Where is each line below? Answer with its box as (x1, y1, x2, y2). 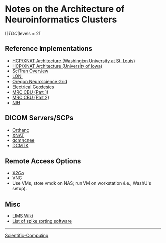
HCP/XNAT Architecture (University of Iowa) (12, 63, 103, 69)
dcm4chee (12, 137, 35, 143)
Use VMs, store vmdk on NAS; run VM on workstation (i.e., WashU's (12, 180, 152, 186)
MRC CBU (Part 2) (12, 94, 49, 100)
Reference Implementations (5, 44, 93, 53)
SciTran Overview (12, 68, 49, 74)
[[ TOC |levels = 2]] (5, 30, 42, 36)
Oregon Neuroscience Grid (12, 78, 68, 84)
